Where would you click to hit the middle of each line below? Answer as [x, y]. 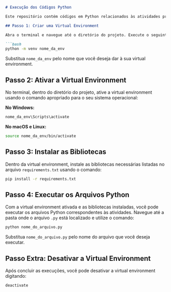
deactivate [17, 285]
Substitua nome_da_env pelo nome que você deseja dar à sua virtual [76, 59]
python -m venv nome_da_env [35, 49]
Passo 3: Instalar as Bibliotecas [56, 152]
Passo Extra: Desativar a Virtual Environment [78, 258]
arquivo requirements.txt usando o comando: [53, 169]
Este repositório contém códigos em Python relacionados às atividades [83, 16]
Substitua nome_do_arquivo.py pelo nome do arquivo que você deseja [78, 237]
